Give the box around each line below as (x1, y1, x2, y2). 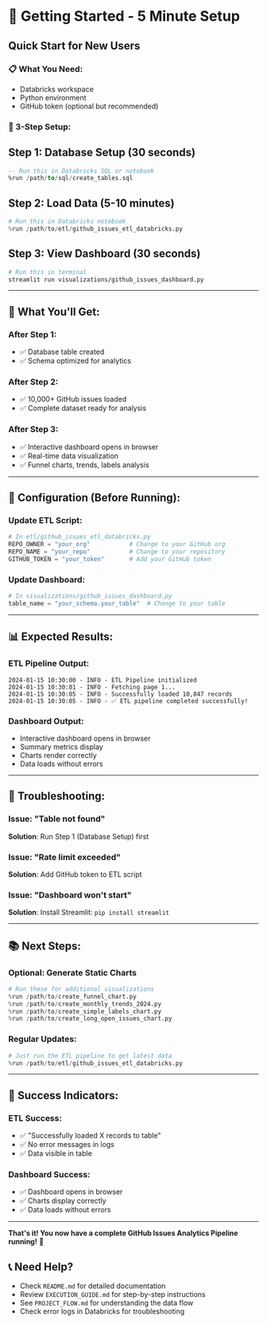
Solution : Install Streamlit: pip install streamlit (8, 908, 169, 917)
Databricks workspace (19, 84, 94, 94)
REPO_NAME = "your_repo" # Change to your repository (8, 548, 226, 556)
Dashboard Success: (8, 1169, 91, 1180)
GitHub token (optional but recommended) (19, 101, 159, 111)
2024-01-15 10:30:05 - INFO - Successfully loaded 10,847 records (8, 690, 233, 698)
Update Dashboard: (8, 574, 86, 585)
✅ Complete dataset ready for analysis (19, 403, 147, 413)
